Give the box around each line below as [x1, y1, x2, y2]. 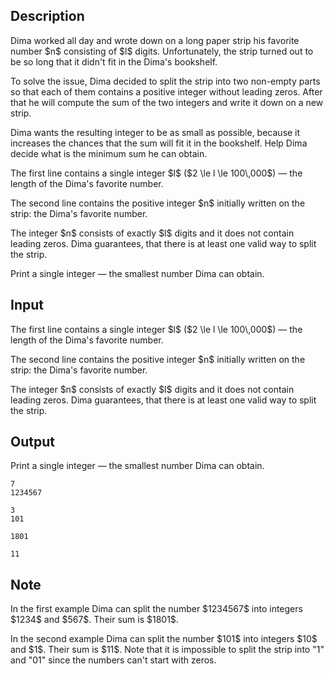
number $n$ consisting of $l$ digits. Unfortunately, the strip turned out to [10, 45, 314, 57]
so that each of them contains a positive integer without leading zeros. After [10, 85, 323, 98]
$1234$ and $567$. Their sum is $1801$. [10, 614, 179, 626]
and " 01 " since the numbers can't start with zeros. [10, 654, 217, 666]
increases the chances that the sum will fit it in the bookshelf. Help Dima [10, 137, 308, 149]
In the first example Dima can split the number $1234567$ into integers [10, 603, 303, 615]
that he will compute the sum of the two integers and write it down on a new [10, 96, 324, 108]
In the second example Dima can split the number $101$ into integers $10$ [10, 633, 318, 645]
